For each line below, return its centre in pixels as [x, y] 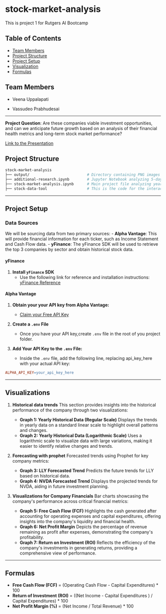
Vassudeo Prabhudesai [36, 109]
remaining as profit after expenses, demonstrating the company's [86, 532]
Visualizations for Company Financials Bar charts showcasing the [81, 496]
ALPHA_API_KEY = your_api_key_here [40, 373]
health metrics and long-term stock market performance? [64, 134]
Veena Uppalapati [30, 99]
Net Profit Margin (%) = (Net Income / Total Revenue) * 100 [73, 606]
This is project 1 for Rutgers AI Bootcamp [47, 23]
